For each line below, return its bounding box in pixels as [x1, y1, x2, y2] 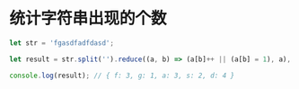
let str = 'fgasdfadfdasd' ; [9, 38, 115, 48]
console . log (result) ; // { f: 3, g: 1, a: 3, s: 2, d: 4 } [9, 71, 235, 80]
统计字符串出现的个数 [9, 8, 168, 29]
